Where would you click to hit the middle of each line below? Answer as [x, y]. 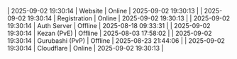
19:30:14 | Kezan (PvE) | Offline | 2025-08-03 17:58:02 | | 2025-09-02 [110, 33]
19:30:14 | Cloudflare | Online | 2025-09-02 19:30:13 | [86, 48]
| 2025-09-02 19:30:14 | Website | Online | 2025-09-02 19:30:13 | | [105, 11]
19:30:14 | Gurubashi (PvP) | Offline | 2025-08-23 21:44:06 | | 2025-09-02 [116, 41]
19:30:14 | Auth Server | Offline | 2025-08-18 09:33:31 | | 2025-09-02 [109, 26]
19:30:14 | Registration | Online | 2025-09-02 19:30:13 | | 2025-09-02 [129, 18]
